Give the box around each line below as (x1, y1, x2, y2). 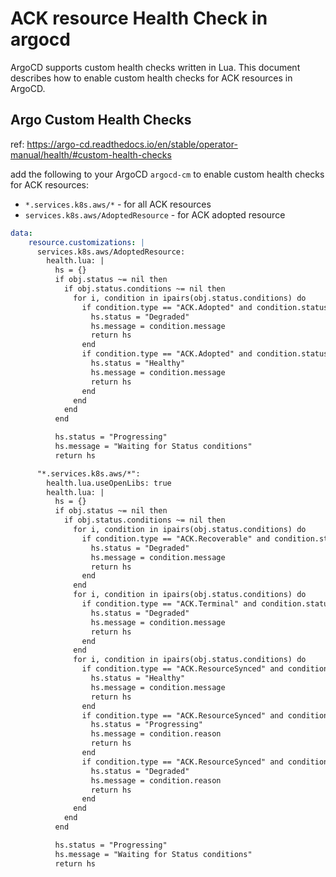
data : (10, 228, 33, 238)
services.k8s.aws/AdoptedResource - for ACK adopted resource (24, 208, 286, 221)
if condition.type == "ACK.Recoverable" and (81, 533, 271, 544)
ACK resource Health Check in (10, 7, 268, 30)
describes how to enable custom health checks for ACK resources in (10, 72, 293, 84)
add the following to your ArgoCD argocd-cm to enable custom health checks (10, 168, 325, 180)
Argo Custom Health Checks (10, 112, 192, 129)
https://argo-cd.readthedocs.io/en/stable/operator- (26, 138, 238, 150)
